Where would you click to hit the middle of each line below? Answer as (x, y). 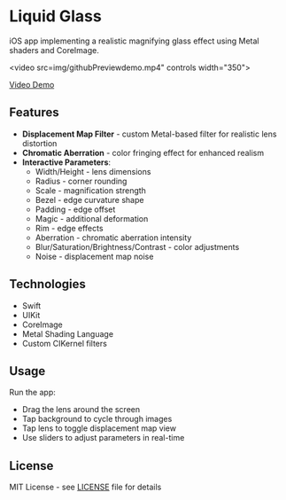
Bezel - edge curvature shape (89, 199)
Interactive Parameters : (66, 162)
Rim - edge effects (69, 228)
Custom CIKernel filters (65, 343)
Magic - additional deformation (92, 218)
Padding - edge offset (75, 209)
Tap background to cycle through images (97, 419)
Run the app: (32, 393)
